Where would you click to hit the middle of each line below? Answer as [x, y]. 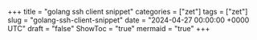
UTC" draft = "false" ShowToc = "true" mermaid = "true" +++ [109, 28]
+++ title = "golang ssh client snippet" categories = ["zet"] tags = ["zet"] [128, 12]
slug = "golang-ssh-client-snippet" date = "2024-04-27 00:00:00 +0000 [128, 20]
